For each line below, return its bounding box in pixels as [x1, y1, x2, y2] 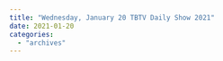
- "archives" [17, 38, 67, 48]
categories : [9, 30, 54, 39]
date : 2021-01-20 [9, 22, 75, 30]
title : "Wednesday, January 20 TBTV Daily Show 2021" [9, 13, 216, 22]
